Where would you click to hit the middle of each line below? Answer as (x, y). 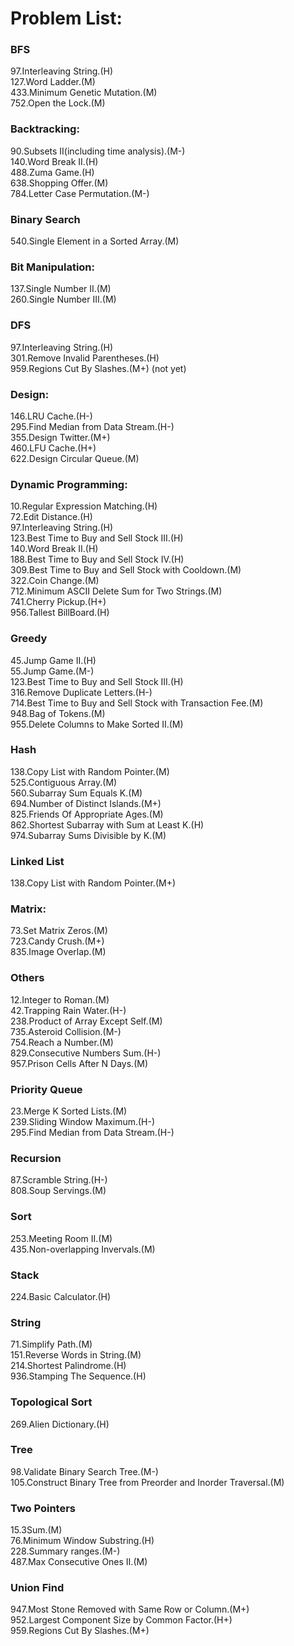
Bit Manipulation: (53, 267)
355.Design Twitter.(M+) (60, 437)
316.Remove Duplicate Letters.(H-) (81, 692)
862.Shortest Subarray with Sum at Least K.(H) (107, 824)
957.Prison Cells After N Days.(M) (79, 1063)
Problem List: (66, 18)
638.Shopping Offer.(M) (59, 183)
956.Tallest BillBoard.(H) (60, 613)
